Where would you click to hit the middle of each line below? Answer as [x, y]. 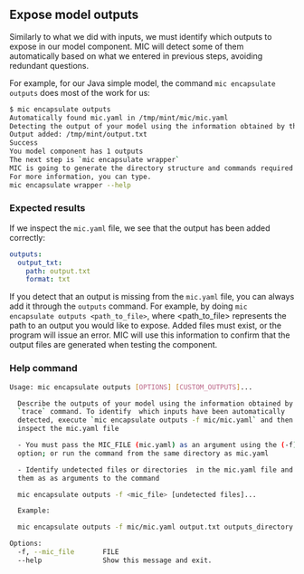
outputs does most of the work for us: [80, 92]
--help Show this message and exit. [115, 560]
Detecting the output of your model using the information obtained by [147, 126]
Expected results [47, 208]
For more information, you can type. [81, 177]
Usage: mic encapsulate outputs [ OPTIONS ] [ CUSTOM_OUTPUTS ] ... [131, 387]
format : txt [48, 280]
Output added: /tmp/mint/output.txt [78, 135]
